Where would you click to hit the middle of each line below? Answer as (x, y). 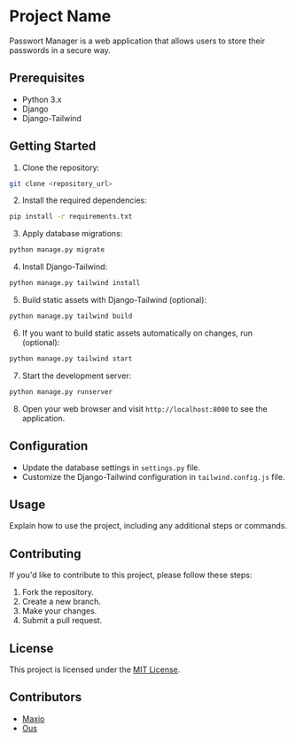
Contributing (45, 554)
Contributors (46, 697)
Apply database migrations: (72, 234)
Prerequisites (47, 78)
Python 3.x (42, 99)
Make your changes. (59, 611)
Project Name (60, 16)
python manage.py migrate (57, 250)
